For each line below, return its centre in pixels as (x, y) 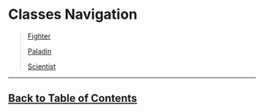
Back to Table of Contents (73, 98)
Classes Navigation (73, 14)
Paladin (40, 51)
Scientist (42, 66)
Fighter (39, 36)
